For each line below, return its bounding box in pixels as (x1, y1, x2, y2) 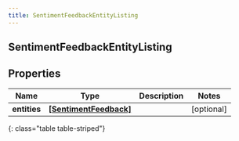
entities (12, 103, 42, 114)
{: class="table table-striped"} (8, 123, 106, 133)
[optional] (190, 103, 227, 114)
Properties (8, 67, 61, 81)
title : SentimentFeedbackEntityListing (8, 11, 139, 20)
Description (139, 90, 184, 101)
